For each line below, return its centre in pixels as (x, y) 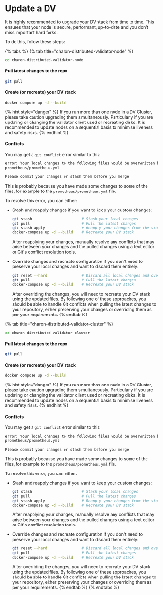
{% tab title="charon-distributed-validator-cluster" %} (59, 324)
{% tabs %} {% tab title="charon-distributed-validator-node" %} (69, 51)
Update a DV (31, 9)
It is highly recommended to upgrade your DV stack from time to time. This (80, 22)
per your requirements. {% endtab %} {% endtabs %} (66, 587)
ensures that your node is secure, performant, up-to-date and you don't (77, 27)
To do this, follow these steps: (35, 41)
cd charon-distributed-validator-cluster (48, 333)
